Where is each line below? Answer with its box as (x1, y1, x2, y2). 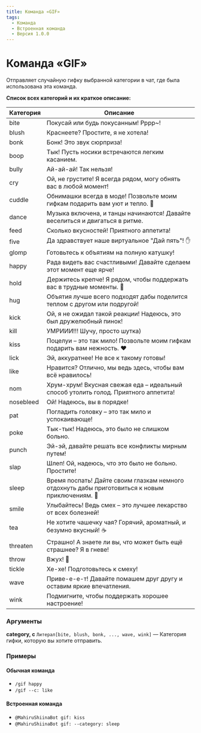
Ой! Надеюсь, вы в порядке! (47, 398, 129, 407)
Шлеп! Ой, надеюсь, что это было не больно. (47, 459, 178, 468)
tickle (9, 565, 25, 573)
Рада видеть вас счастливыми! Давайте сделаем (47, 258, 191, 267)
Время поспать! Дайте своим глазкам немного (47, 477, 184, 485)
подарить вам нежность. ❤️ (47, 344, 127, 353)
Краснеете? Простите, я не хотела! (47, 129, 149, 137)
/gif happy (14, 681, 42, 688)
